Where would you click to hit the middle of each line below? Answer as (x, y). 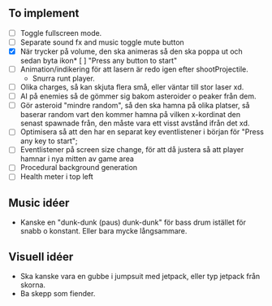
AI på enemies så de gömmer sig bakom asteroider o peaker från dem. (138, 96)
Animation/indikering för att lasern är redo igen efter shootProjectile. (134, 69)
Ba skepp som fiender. (58, 294)
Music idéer (39, 203)
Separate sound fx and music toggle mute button (102, 42)
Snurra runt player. (63, 79)
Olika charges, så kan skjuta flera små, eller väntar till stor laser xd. (132, 87)
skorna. (33, 285)
